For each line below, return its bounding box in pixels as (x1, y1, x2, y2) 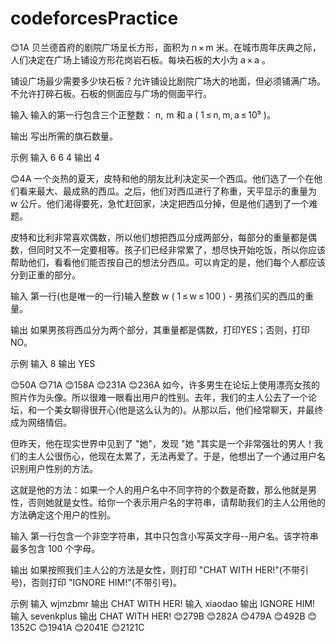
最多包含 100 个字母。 (10, 542, 101, 554)
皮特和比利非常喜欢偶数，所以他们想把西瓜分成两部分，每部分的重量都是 (10, 231, 308, 243)
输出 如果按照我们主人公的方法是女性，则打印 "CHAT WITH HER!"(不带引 (10, 563, 309, 576)
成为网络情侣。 (10, 416, 72, 428)
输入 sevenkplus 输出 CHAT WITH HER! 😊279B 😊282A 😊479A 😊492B (10, 610, 306, 622)
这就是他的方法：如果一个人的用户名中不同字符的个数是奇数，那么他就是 (10, 483, 308, 496)
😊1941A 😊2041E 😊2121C (38, 621, 145, 633)
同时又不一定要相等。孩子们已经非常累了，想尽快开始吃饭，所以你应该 (36, 243, 326, 256)
